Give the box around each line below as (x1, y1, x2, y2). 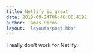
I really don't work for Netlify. (6, 42, 79, 49)
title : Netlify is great (6, 8, 68, 15)
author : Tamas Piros (6, 20, 58, 26)
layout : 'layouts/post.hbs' (6, 25, 77, 31)
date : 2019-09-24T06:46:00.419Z (6, 14, 87, 20)
